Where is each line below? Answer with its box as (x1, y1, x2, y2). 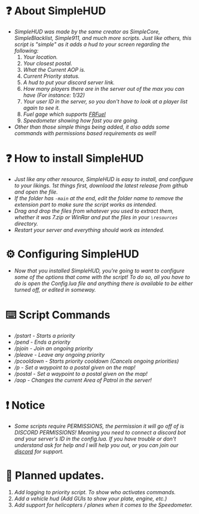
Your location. (23, 53, 58, 60)
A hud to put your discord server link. (23, 78, 115, 86)
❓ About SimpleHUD (5, 4, 106, 18)
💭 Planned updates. (5, 469, 105, 482)
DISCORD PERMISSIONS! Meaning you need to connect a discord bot (14, 429, 186, 436)
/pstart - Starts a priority (14, 332, 75, 339)
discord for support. (14, 448, 64, 455)
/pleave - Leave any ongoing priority (14, 351, 105, 358)
